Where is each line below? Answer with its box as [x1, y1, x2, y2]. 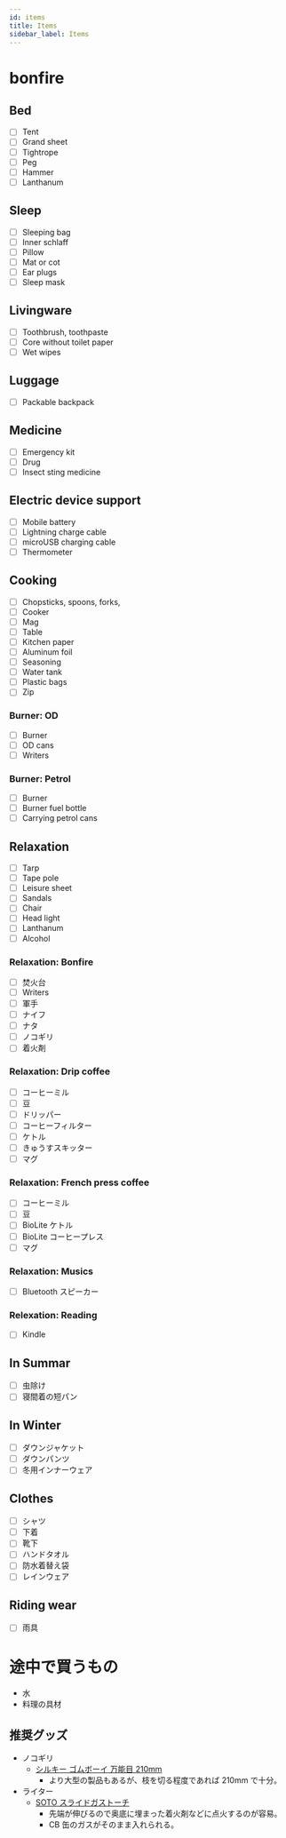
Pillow [21, 246, 44, 258]
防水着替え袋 [21, 1560, 69, 1571]
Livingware [9, 303, 73, 318]
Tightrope [21, 147, 59, 157]
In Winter [9, 1418, 62, 1433]
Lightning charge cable [21, 526, 107, 537]
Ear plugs [21, 267, 58, 277]
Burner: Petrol [9, 772, 71, 784]
